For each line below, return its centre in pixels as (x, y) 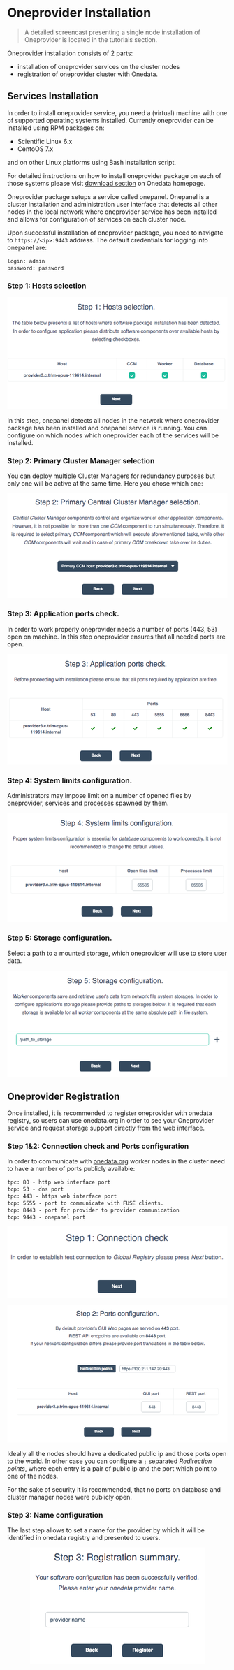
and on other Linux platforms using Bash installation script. (92, 162)
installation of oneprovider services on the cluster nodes (98, 66)
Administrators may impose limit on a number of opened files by (100, 796)
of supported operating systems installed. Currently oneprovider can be (111, 120)
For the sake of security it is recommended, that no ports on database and (114, 1490)
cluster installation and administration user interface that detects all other (112, 204)
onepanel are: (27, 247)
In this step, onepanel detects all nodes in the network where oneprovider (114, 420)
